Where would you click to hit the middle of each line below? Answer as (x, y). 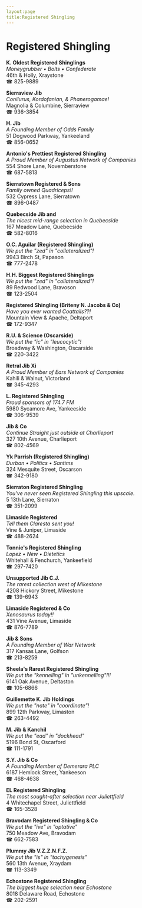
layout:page (21, 12)
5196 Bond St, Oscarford (36, 742)
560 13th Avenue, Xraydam (39, 864)
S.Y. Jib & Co (22, 760)
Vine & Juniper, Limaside (36, 530)
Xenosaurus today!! (30, 615)
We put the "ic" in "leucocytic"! (44, 342)
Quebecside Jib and (31, 214)
